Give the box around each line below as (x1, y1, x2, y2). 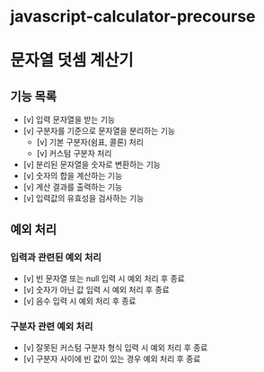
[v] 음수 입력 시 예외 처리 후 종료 (22, 295, 136, 306)
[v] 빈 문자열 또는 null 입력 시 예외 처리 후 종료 (22, 272, 185, 284)
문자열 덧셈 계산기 (10, 50, 134, 71)
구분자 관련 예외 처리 (10, 320, 93, 332)
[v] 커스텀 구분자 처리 (36, 148, 112, 159)
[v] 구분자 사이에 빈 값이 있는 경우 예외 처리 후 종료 (22, 353, 201, 365)
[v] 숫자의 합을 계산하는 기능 (22, 171, 123, 182)
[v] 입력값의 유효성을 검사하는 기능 (22, 193, 145, 204)
